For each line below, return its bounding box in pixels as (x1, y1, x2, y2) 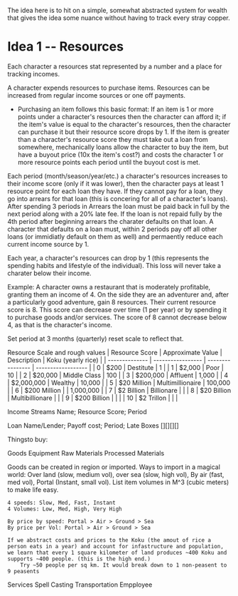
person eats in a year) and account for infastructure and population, (7, 543, 224, 550)
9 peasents (7, 567, 40, 575)
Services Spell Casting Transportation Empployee (7, 580, 153, 589)
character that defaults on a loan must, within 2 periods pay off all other (7, 225, 217, 233)
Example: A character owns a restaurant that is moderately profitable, (7, 282, 211, 291)
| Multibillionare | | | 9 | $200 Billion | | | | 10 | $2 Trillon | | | (7, 394, 178, 402)
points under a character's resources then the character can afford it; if (17, 112, 227, 120)
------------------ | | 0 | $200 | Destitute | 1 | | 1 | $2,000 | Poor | (36, 363, 224, 371)
